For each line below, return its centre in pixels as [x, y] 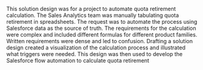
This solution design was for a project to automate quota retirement [91, 9]
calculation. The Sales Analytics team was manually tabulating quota [93, 15]
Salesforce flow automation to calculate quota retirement [78, 61]
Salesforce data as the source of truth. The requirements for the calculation [102, 28]
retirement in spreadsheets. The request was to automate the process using [102, 22]
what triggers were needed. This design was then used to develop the [94, 54]
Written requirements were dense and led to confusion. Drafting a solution [100, 41]
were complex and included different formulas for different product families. [102, 35]
